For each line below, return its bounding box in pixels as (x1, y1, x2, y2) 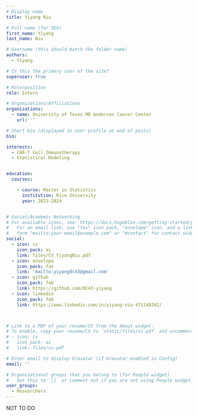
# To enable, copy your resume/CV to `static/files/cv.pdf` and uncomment (6, 328, 194, 334)
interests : (6, 144, 33, 150)
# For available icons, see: (6, 220, 78, 225)
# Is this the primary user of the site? (6, 68, 110, 74)
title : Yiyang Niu (6, 14, 51, 20)
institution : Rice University (21, 192, 96, 198)
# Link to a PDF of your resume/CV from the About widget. (6, 323, 154, 329)
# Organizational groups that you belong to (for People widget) (6, 372, 170, 378)
